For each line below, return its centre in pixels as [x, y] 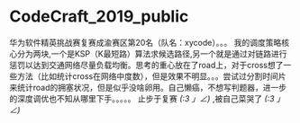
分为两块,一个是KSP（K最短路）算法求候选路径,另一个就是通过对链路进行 [152, 53]
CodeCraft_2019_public [99, 17]
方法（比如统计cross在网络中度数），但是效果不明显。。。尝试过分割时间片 [151, 76]
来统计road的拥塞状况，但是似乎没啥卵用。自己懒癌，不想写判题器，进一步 [148, 87]
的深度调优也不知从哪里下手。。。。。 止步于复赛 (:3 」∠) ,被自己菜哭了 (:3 [142, 98]
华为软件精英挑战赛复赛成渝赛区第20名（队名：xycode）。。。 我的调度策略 [145, 42]
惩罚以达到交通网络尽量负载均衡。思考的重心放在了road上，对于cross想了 [146, 65]
